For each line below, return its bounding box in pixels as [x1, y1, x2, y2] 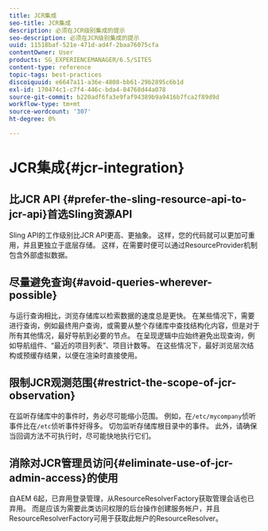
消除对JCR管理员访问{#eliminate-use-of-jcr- [9, 456, 234, 470]
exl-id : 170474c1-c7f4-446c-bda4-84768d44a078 [9, 85, 166, 94]
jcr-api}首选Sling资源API [9, 207, 133, 221]
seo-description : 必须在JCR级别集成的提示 [9, 33, 140, 42]
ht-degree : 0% [9, 115, 56, 123]
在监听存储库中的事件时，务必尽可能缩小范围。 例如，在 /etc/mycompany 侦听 [9, 411, 257, 421]
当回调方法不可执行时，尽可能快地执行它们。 [9, 431, 156, 440]
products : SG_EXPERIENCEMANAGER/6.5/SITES [9, 56, 152, 64]
